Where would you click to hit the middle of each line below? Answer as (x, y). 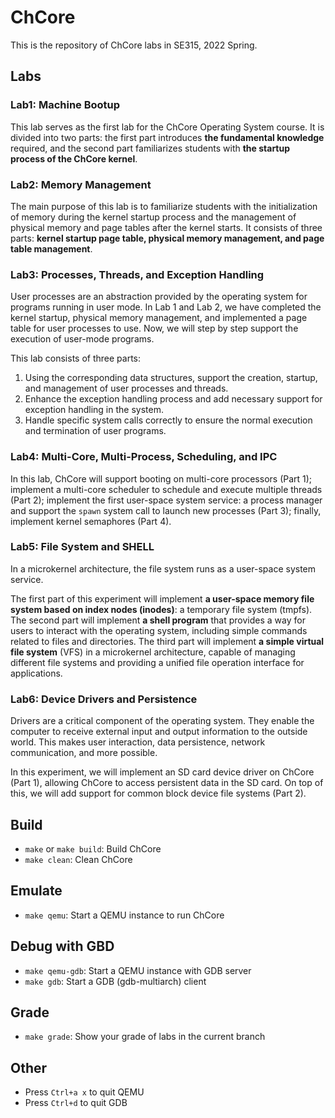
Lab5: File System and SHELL (82, 547)
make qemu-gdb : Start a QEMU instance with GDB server (138, 970)
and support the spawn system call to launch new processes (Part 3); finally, (166, 510)
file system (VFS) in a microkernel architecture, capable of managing (153, 652)
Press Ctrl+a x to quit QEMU (84, 1092)
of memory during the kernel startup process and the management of (153, 217)
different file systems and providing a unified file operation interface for (157, 662)
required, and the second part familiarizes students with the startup (150, 148)
